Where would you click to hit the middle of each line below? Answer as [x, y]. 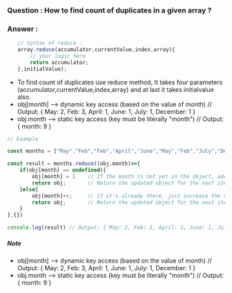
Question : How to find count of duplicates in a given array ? [109, 10]
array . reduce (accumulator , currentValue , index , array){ [96, 50]
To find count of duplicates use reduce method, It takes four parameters [120, 82]
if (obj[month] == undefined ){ [63, 170]
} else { [29, 189]
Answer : [22, 28]
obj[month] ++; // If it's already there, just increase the [126, 196]
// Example [23, 139]
